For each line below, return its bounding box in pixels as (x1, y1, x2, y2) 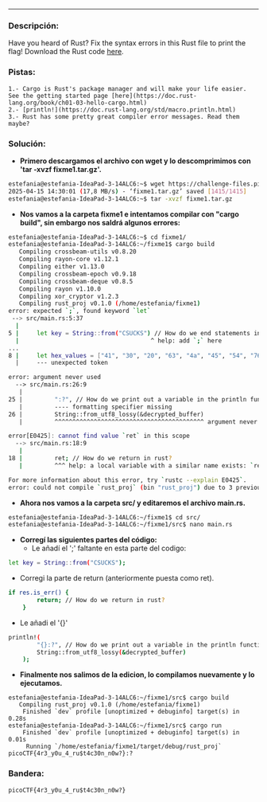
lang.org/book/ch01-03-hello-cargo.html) (8, 99, 148, 107)
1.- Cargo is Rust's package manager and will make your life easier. (8, 84, 247, 92)
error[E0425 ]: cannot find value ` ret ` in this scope (8, 432, 191, 440)
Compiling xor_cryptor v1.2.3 (18, 292, 119, 300)
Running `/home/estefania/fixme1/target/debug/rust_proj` (25, 742, 222, 751)
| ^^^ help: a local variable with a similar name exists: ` (18, 461, 254, 470)
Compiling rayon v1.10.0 (18, 284, 102, 293)
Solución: (8, 138, 46, 149)
